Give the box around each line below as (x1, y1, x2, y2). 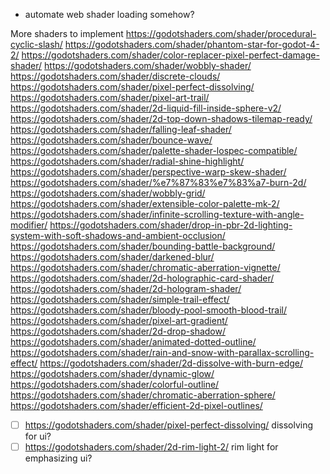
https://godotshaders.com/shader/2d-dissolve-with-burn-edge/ (39, 357, 304, 369)
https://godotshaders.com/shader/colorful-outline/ (10, 379, 220, 390)
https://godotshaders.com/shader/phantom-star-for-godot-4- (64, 39, 320, 50)
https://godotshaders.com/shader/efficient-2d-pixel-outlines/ (10, 400, 263, 411)
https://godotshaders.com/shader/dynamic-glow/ (10, 368, 215, 379)
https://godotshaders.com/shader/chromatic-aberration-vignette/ (10, 262, 281, 273)
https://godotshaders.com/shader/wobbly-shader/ (44, 60, 252, 71)
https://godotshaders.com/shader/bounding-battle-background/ (10, 240, 276, 252)
